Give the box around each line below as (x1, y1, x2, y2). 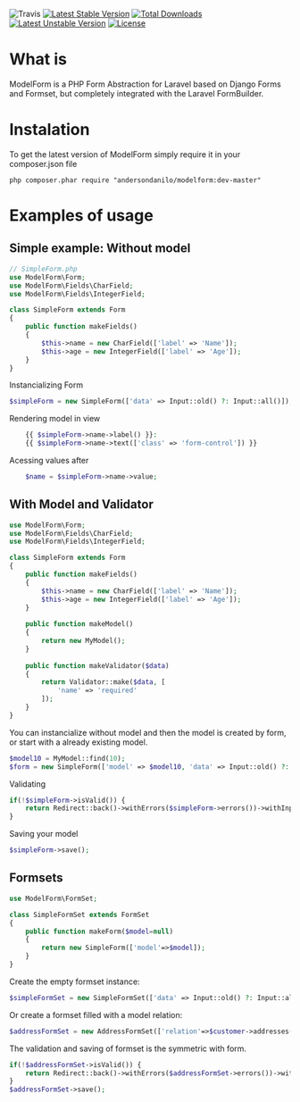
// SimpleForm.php (9, 264, 78, 273)
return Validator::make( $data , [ (41, 678, 166, 687)
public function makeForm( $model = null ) (25, 927, 174, 936)
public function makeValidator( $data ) (25, 661, 170, 670)
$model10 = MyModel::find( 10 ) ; (9, 754, 126, 763)
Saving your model (9, 829, 79, 839)
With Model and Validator (9, 497, 154, 513)
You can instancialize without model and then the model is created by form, (9, 727, 287, 738)
